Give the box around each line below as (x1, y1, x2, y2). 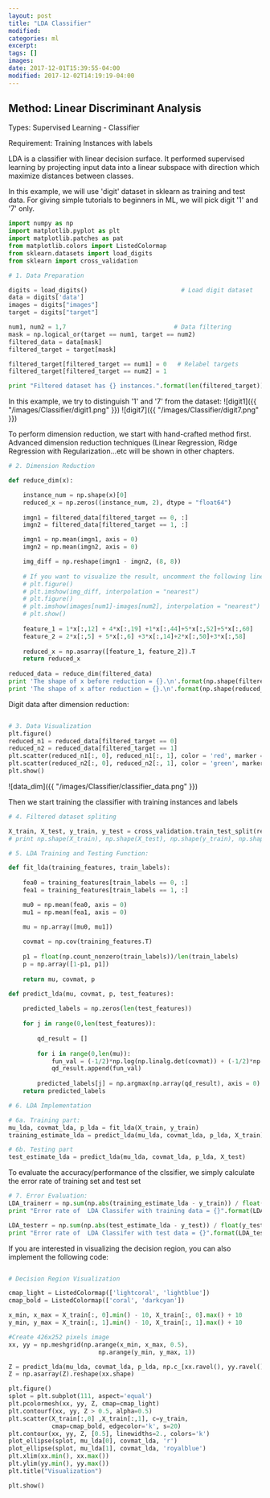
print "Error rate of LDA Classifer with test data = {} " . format (8, 1229, 235, 1237)
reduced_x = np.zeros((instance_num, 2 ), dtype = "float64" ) (22, 499, 231, 507)
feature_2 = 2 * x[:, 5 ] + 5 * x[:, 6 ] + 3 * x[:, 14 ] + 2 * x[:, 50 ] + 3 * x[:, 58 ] (22, 632, 247, 640)
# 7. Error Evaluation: (8, 1192, 88, 1200)
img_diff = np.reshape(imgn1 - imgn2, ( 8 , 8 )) (22, 557, 182, 566)
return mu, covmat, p (22, 975, 95, 983)
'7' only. (8, 204, 35, 213)
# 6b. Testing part (8, 1145, 74, 1154)
